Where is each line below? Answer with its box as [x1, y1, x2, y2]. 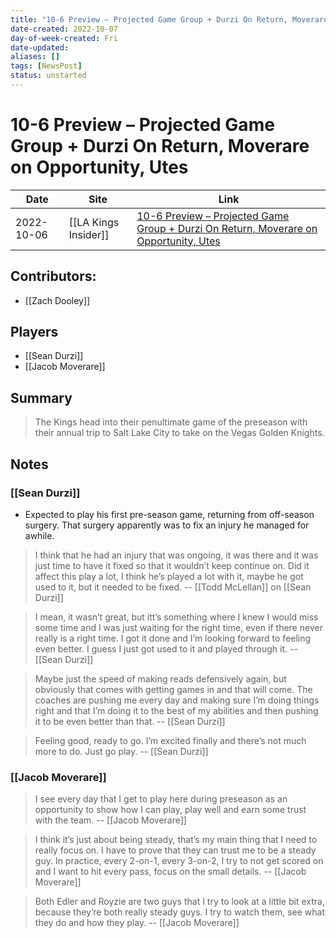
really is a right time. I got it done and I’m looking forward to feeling [34, 632, 312, 644]
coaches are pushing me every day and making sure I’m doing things [34, 694, 320, 706]
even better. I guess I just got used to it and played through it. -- [34, 642, 298, 655]
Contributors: [10, 268, 97, 285]
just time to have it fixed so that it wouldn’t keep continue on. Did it [34, 559, 310, 571]
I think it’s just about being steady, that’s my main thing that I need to [34, 834, 318, 846]
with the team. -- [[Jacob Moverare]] [34, 814, 187, 826]
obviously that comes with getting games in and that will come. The [34, 683, 313, 695]
